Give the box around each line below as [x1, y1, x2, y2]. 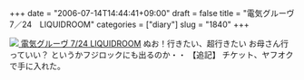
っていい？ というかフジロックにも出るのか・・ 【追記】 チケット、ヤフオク [9, 49, 294, 60]
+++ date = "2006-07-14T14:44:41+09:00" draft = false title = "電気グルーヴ [9, 8, 295, 18]
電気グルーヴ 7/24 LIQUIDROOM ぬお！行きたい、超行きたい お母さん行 [20, 39, 289, 49]
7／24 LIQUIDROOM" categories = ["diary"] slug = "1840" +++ [9, 19, 250, 30]
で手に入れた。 [9, 61, 65, 71]
